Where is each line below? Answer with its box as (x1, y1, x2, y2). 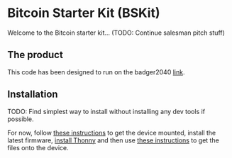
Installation (7, 89, 58, 101)
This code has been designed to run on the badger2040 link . (7, 67, 185, 76)
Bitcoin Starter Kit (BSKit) (7, 5, 160, 21)
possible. (7, 115, 34, 123)
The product (7, 49, 64, 61)
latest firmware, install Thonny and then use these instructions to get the (7, 136, 220, 145)
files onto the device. (7, 143, 69, 152)
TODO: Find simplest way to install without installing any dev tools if (7, 107, 206, 115)
